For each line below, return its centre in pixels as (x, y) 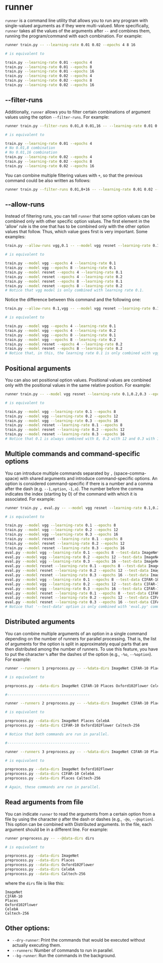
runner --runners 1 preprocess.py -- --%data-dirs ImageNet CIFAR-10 (77, 668)
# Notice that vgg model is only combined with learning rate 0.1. (75, 291)
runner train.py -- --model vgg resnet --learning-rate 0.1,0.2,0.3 (76, 394)
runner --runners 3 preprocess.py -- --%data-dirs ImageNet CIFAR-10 (77, 752)
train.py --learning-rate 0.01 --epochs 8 (49, 67)
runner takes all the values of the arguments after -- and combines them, (78, 31)
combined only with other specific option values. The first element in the (77, 221)
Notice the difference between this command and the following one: (73, 300)
